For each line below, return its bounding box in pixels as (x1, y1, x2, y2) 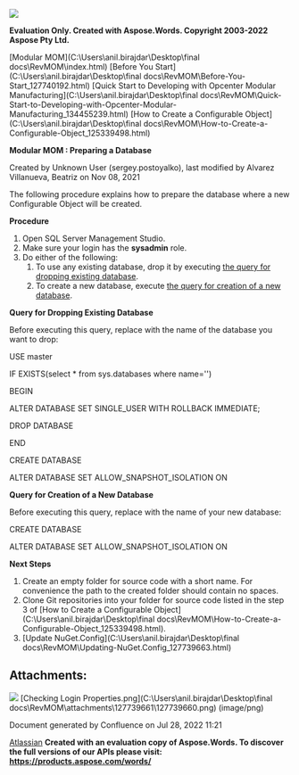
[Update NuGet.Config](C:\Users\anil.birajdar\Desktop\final (21, 633, 239, 643)
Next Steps (9, 558, 52, 569)
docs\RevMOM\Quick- (199, 90, 282, 100)
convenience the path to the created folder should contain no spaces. (21, 585, 279, 596)
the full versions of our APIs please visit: (9, 746, 162, 757)
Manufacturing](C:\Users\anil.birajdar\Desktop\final (9, 90, 199, 100)
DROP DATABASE (9, 420, 74, 431)
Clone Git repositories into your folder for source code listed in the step (21, 595, 285, 606)
